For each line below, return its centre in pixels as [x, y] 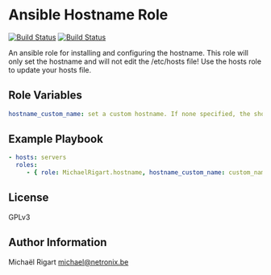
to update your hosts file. [50, 69]
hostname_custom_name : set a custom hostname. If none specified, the [129, 114]
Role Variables [45, 96]
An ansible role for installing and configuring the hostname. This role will [128, 52]
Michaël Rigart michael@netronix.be [69, 262]
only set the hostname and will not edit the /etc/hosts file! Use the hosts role [135, 61]
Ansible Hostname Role [88, 15]
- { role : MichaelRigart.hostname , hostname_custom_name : [126, 173]
